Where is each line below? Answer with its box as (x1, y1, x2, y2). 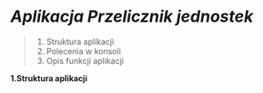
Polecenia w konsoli (46, 45, 122, 56)
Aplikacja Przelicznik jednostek (10, 6, 254, 27)
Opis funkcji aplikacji (46, 55, 124, 66)
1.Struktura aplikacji (10, 72, 87, 83)
